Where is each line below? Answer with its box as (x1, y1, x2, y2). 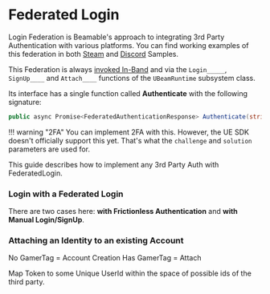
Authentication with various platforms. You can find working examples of (8, 40, 249, 50)
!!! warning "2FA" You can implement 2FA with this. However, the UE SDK (8, 127, 249, 137)
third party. (8, 277, 45, 287)
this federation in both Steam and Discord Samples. (8, 49, 179, 58)
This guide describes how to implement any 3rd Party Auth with (8, 159, 219, 169)
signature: (8, 97, 42, 107)
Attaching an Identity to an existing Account (8, 235, 184, 246)
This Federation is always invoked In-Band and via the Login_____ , (8, 64, 227, 74)
